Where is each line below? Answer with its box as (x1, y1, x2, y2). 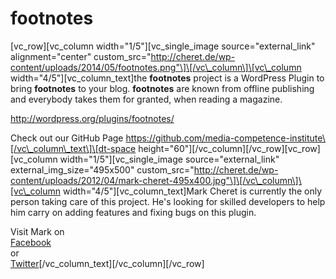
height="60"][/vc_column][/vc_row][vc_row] (138, 142, 321, 154)
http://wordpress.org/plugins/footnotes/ (10, 112, 175, 124)
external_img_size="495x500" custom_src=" (10, 163, 195, 176)
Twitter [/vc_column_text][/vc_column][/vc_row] (10, 257, 205, 269)
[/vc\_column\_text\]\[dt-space (10, 142, 137, 154)
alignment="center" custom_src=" (10, 50, 152, 62)
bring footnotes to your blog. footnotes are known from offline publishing (10, 82, 315, 94)
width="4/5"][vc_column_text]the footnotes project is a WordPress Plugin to (10, 72, 325, 84)
